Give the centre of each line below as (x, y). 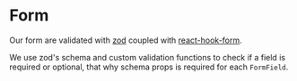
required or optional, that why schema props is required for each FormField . (149, 67)
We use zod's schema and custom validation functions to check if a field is (147, 57)
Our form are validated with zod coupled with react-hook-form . (126, 40)
